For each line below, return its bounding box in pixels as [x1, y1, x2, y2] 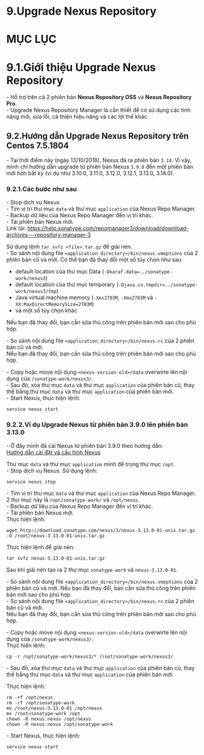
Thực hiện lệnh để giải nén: [6, 543, 75, 551]
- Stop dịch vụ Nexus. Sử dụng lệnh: [6, 467, 98, 474]
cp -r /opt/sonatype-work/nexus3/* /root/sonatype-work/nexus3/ [6, 653, 173, 660]
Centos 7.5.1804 [6, 140, 69, 151]
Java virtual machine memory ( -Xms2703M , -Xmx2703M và [15, 294, 153, 301]
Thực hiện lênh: [6, 641, 46, 649]
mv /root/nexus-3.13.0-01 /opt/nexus [6, 705, 103, 711]
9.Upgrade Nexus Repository [6, 4, 157, 18]
